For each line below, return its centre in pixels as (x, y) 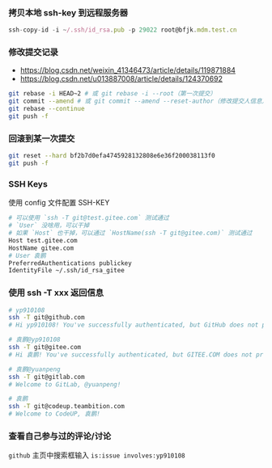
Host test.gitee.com (43, 240)
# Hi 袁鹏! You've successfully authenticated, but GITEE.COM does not (130, 354)
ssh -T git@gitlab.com (47, 377)
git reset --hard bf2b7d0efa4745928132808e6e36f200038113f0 (112, 156)
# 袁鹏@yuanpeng (34, 369)
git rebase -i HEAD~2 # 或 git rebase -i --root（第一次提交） (113, 94)
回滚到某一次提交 (42, 138)
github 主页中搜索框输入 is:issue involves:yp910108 (97, 455)
